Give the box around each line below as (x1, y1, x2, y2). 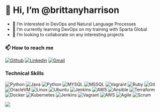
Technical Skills (5, 70, 44, 77)
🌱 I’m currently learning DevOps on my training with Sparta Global (12, 26, 148, 32)
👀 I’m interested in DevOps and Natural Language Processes (12, 21, 136, 27)
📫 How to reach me (5, 44, 54, 51)
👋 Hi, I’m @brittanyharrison (5, 4, 119, 16)
